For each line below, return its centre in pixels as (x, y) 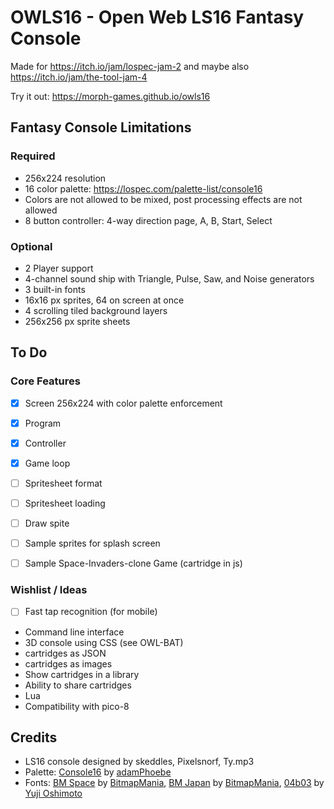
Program (43, 423)
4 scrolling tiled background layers (96, 310)
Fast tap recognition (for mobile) (91, 612)
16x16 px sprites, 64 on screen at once (104, 300)
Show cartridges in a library (82, 674)
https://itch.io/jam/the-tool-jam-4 (79, 77)
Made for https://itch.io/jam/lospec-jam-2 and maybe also (130, 66)
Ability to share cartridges (78, 685)
